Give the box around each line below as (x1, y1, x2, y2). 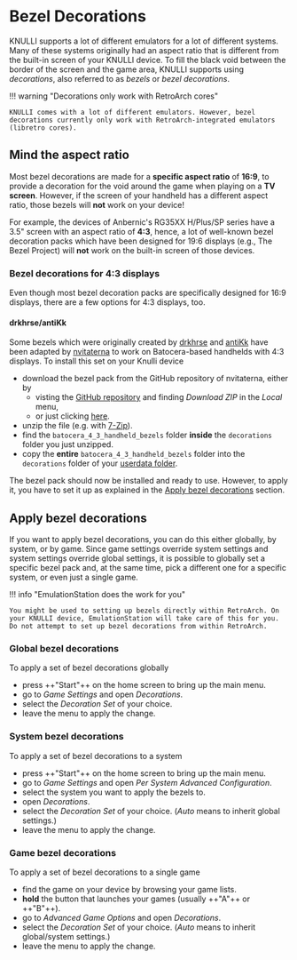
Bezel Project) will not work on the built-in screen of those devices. (9, 244, 255, 255)
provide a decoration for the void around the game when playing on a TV (9, 180, 276, 191)
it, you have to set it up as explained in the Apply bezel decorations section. (9, 484, 285, 495)
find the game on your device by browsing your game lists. (21, 884, 238, 894)
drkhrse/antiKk (9, 317, 66, 328)
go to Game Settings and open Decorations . (21, 689, 184, 700)
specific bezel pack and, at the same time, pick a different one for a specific (9, 563, 286, 573)
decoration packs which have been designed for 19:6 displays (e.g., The (9, 236, 273, 246)
